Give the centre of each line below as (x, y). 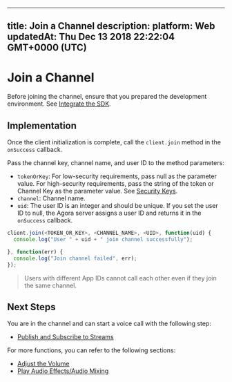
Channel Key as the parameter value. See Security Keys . (97, 191)
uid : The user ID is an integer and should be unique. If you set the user (118, 206)
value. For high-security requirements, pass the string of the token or (115, 184)
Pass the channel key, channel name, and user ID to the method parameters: (116, 163)
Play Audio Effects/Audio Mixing (63, 371)
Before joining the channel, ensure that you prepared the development (107, 97)
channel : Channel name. (51, 198)
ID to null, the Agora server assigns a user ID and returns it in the (109, 213)
